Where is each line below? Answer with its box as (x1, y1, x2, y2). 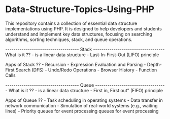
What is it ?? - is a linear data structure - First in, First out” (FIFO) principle (8, 87, 163, 93)
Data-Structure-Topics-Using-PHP (5, 4, 155, 15)
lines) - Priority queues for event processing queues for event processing (5, 108, 159, 114)
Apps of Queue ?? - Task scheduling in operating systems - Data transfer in (5, 97, 163, 103)
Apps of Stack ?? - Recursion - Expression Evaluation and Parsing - (5, 61, 146, 67)
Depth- (147, 61, 162, 67)
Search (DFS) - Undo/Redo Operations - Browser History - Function (15, 67, 157, 73)
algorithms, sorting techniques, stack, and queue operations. (5, 36, 133, 43)
